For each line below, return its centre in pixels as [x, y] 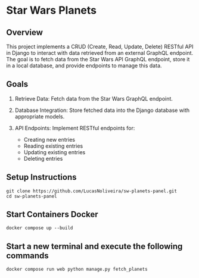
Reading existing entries [53, 146]
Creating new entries [49, 139]
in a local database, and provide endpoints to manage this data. [84, 65]
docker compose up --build [40, 228]
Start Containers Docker [52, 215]
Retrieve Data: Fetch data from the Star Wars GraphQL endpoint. [94, 98]
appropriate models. [40, 116]
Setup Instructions [41, 177]
